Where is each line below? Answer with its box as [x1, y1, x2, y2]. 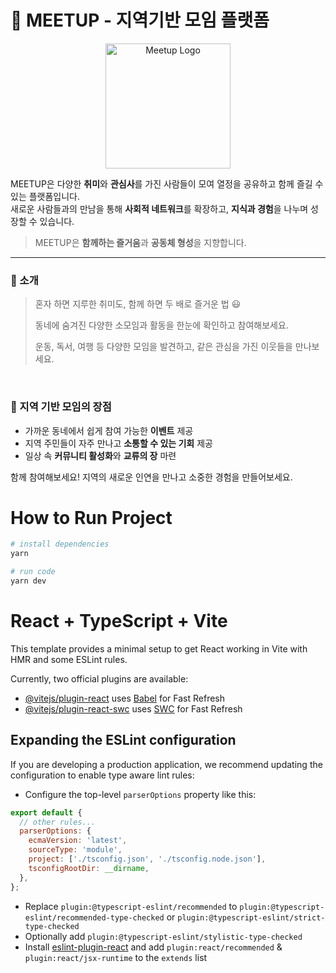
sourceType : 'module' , [28, 845, 123, 855]
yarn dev [10, 576, 47, 586]
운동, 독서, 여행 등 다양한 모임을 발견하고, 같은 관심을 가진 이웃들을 [34, 341, 293, 353]
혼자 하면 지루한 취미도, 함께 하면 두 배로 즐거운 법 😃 [34, 298, 242, 310]
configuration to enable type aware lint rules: [10, 769, 195, 781]
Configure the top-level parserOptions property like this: [24, 788, 257, 800]
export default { [10, 807, 83, 818]
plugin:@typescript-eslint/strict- [177, 912, 326, 923]
